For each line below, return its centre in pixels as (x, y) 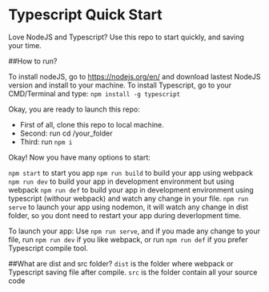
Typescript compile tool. (48, 248)
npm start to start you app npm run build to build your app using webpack (131, 172)
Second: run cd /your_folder (66, 133)
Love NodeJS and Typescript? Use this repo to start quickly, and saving (126, 37)
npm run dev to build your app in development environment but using (121, 181)
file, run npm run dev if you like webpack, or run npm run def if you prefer (128, 239)
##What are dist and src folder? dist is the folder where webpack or (121, 263)
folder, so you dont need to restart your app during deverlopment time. (125, 215)
